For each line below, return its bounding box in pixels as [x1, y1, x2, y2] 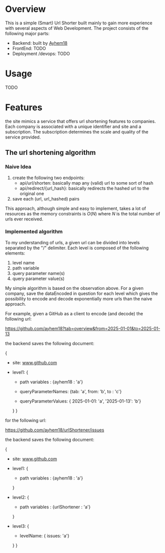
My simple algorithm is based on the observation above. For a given [5, 285, 144, 291]
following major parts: [5, 30, 50, 36]
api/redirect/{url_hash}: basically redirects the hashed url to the [19, 185, 150, 191]
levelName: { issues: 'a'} [19, 533, 69, 539]
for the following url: [5, 417, 47, 423]
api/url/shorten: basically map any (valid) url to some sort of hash [19, 180, 154, 186]
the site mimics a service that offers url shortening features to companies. [5, 118, 156, 124]
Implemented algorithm [5, 228, 63, 235]
